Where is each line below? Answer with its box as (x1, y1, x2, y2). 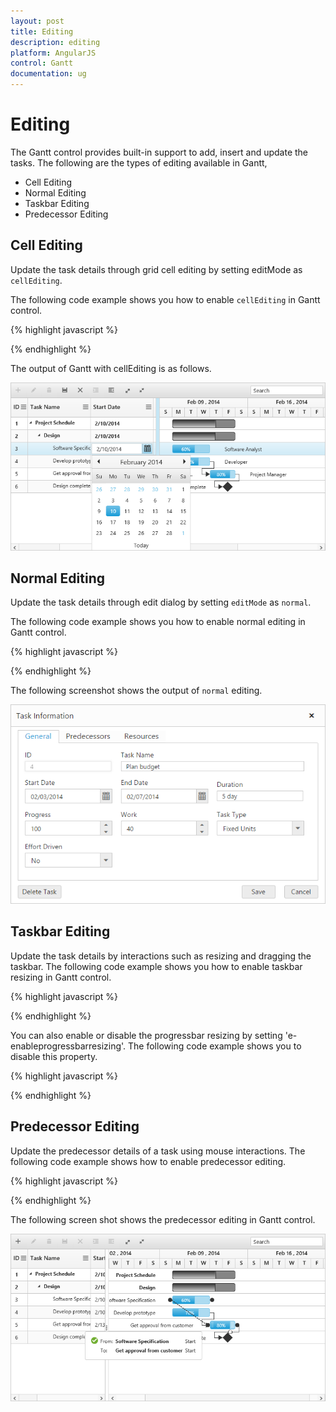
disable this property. (10, 1050, 98, 1062)
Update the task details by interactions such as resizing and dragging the (10, 950, 312, 962)
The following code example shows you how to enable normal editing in (10, 616, 306, 628)
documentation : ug (10, 69, 87, 79)
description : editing (10, 37, 101, 47)
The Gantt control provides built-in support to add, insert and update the (10, 146, 309, 158)
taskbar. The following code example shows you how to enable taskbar (10, 960, 303, 972)
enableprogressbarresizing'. (10, 1040, 127, 1052)
